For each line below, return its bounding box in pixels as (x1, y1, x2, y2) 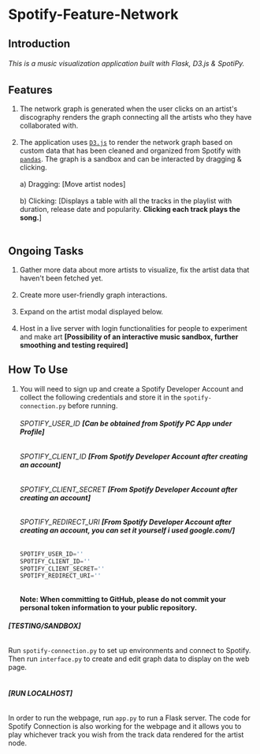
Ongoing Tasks (8, 244, 84, 258)
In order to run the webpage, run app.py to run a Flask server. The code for (8, 713, 251, 722)
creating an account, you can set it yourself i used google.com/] (19, 526, 236, 535)
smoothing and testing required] (19, 340, 128, 350)
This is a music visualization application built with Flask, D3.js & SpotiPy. (8, 59, 245, 69)
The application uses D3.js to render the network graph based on (19, 138, 233, 147)
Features (8, 83, 53, 96)
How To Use (8, 363, 69, 377)
